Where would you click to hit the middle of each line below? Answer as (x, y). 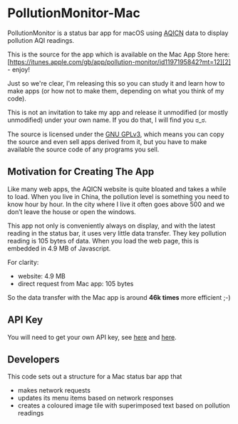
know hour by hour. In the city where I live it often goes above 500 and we (116, 204)
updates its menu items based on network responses (95, 398)
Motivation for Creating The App (81, 172)
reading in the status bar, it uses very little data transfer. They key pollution (117, 233)
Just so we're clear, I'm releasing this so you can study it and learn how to (116, 83)
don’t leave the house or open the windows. (72, 211)
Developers (33, 359)
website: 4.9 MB (42, 276)
